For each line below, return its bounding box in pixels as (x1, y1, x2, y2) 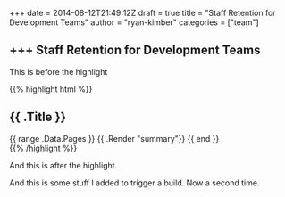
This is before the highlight (9, 66, 108, 77)
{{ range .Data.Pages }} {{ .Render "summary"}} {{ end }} (9, 133, 220, 144)
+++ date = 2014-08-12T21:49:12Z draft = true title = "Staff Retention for (9, 8, 276, 18)
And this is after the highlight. (9, 160, 118, 170)
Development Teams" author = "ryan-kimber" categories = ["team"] (9, 17, 259, 28)
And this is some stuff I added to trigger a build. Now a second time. (9, 177, 260, 188)
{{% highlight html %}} (9, 84, 93, 94)
